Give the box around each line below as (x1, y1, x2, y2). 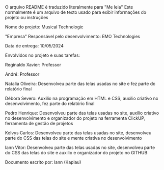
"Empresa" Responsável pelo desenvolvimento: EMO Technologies (5, 34, 140, 39)
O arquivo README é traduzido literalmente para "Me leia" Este (5, 4, 134, 10)
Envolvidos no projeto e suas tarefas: (5, 52, 80, 58)
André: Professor (5, 71, 40, 77)
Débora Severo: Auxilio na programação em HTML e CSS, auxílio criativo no (5, 95, 159, 101)
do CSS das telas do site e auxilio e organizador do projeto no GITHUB (5, 150, 148, 155)
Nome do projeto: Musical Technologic (5, 24, 83, 30)
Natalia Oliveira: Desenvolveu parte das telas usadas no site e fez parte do (5, 81, 156, 86)
